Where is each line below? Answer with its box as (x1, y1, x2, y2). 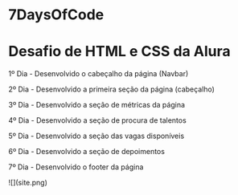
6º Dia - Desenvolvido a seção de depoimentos (8, 147, 165, 156)
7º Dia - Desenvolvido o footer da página (8, 162, 144, 172)
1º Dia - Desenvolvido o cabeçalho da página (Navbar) (8, 69, 189, 79)
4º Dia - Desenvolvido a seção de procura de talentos (8, 116, 187, 125)
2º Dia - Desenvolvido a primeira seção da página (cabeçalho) (8, 84, 215, 94)
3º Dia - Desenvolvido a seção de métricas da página (8, 100, 186, 110)
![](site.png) (8, 178, 48, 188)
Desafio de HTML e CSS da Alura (8, 43, 231, 61)
